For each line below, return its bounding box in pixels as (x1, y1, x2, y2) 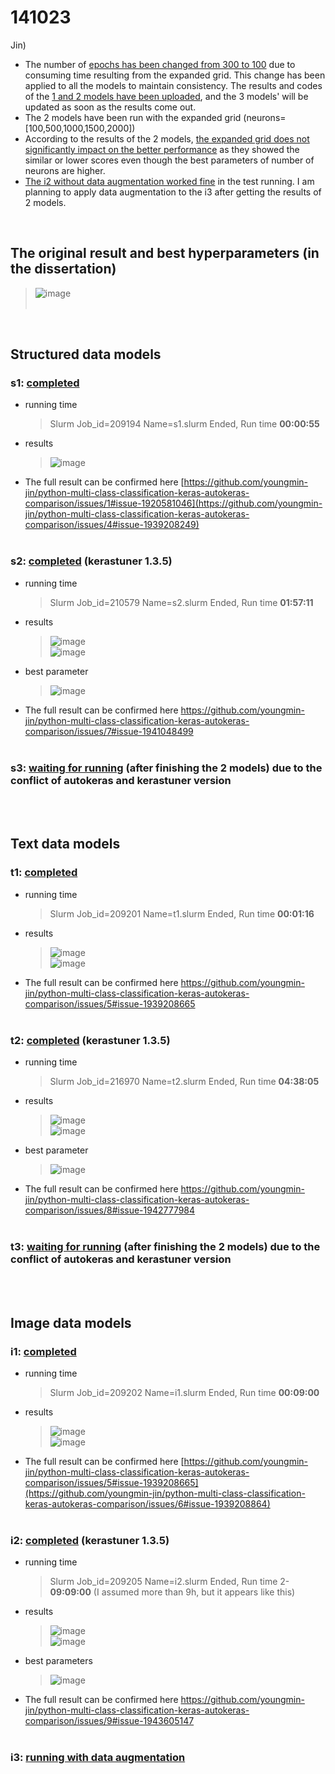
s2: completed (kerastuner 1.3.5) (10, 554, 173, 568)
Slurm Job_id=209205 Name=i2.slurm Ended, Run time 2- (49, 1576, 290, 1588)
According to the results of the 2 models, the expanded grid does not (24, 132, 310, 145)
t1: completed (10, 866, 78, 880)
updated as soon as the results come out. (24, 101, 197, 113)
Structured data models (10, 346, 162, 363)
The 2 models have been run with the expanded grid (24, 111, 242, 123)
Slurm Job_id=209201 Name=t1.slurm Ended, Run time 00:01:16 (49, 907, 315, 920)
